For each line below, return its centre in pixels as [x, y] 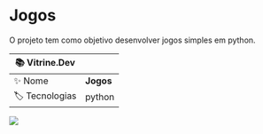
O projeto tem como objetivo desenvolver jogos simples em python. [132, 40]
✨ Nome [31, 81]
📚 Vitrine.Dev [45, 62]
